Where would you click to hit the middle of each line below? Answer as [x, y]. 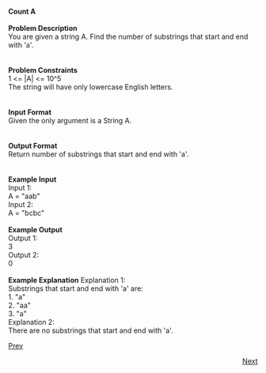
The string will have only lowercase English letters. [91, 87]
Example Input [32, 179]
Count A [22, 11]
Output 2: [24, 255]
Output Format [33, 146]
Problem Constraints [43, 70]
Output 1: [23, 238]
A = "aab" [24, 196]
